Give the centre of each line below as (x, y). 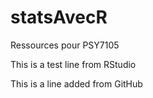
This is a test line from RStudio (73, 64)
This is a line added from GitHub (76, 83)
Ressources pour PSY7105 (65, 45)
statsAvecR (59, 17)
